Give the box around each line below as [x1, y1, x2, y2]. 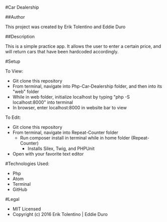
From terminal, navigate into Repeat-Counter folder [12, 129, 119, 135]
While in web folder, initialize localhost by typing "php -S [12, 94, 130, 100]
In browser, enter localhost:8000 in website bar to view [12, 105, 127, 110]
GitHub [12, 186, 28, 192]
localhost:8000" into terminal [12, 99, 73, 105]
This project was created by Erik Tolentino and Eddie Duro [5, 24, 126, 30]
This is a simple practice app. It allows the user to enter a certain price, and [5, 43, 161, 49]
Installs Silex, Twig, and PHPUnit [27, 145, 95, 152]
